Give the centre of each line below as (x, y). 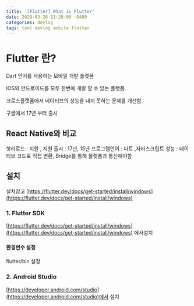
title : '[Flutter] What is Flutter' (50, 11)
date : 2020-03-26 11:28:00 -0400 (47, 17)
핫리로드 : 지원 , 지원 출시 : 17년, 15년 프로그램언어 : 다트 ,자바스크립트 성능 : (92, 149)
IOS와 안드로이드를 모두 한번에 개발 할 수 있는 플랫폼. (66, 88)
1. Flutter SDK (26, 213)
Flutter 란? (31, 59)
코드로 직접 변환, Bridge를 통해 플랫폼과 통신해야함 (74, 156)
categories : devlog (30, 22)
